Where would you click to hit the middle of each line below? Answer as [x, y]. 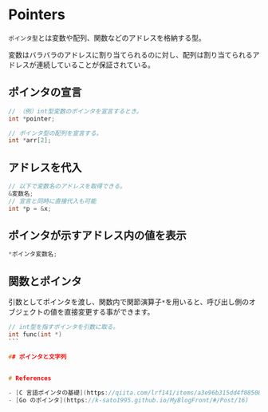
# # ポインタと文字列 [37, 357]
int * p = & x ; [30, 208]
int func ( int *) [35, 334]
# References [30, 378]
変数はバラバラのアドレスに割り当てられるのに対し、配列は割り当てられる [130, 54]
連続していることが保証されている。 [95, 65]
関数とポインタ [45, 281]
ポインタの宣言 [45, 92]
